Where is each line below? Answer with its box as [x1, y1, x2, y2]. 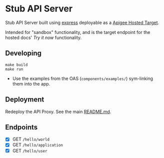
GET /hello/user [12, 147, 47, 153]
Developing [5, 49, 41, 57]
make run [5, 66, 23, 71]
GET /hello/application [12, 142, 63, 148]
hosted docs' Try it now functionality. [5, 34, 82, 40]
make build [5, 62, 28, 67]
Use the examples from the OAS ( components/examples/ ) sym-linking [12, 75, 153, 81]
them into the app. [12, 80, 50, 86]
